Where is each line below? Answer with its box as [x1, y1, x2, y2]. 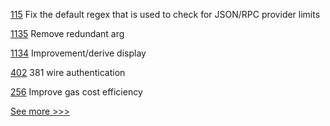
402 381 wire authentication [10, 67, 126, 78]
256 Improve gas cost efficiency [10, 86, 143, 98]
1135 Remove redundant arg [10, 28, 125, 39]
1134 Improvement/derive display [10, 47, 147, 59]
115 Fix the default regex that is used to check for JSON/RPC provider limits [10, 9, 321, 20]
